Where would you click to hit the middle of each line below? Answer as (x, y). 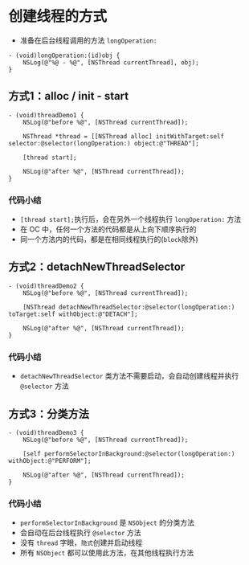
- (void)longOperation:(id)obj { (64, 55)
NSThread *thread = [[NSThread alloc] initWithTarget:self (124, 136)
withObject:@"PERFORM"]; (50, 461)
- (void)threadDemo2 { (46, 286)
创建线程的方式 (58, 16)
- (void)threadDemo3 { (46, 432)
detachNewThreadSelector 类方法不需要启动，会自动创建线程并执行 (129, 376)
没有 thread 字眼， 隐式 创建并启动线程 (81, 542)
